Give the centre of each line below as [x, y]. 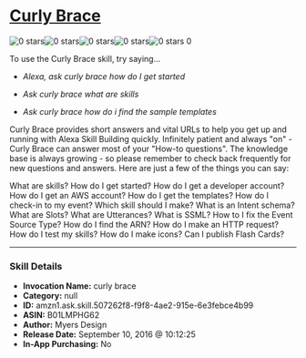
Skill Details [36, 266]
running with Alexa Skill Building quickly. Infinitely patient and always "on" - [151, 138]
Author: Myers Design [65, 325]
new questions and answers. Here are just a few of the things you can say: [149, 168]
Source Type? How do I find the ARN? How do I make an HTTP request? [144, 224]
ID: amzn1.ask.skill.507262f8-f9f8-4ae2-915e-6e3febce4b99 [138, 305]
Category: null [50, 296]
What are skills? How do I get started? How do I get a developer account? [147, 185]
